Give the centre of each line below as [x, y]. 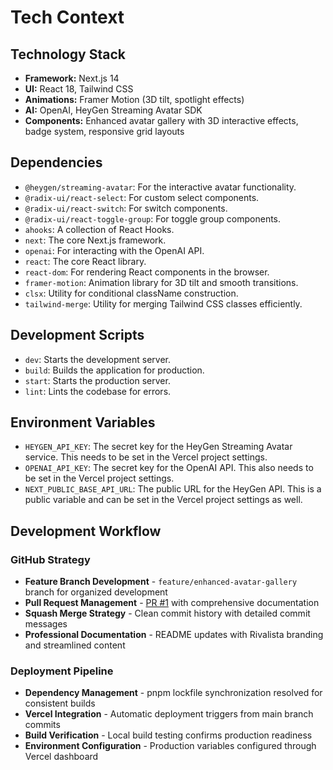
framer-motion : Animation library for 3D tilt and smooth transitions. [161, 282]
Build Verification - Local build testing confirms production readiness [168, 735]
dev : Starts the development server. [97, 359]
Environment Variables [83, 422]
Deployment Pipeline [62, 671]
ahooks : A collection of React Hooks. [99, 229]
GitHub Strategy [50, 559]
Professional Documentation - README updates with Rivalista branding [174, 635]
